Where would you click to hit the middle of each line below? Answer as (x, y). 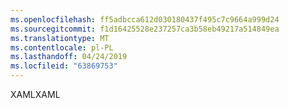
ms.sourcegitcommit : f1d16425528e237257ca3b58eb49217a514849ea (145, 29)
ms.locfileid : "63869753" (64, 66)
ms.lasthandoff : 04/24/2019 (69, 57)
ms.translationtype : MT (60, 38)
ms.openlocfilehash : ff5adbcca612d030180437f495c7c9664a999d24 (145, 19)
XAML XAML (35, 94)
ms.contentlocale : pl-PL (62, 47)
